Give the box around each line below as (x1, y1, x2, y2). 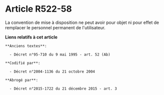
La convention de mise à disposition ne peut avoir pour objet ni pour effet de (5, 19, 159, 25)
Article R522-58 (5, 3, 72, 15)
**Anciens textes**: (5, 43, 47, 48)
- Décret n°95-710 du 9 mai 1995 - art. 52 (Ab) (9, 52, 111, 57)
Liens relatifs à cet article (5, 34, 58, 40)
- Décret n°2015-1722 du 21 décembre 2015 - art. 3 (9, 86, 117, 91)
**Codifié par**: (5, 60, 41, 65)
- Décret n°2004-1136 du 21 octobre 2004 (9, 69, 95, 74)
